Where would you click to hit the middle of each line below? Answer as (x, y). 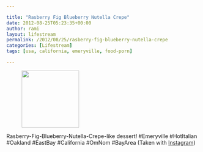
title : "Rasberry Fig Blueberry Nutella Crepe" (68, 17)
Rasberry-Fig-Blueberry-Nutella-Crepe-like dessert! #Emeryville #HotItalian (102, 136)
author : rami (23, 29)
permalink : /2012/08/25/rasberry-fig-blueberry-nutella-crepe (87, 40)
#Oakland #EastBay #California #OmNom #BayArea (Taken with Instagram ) (101, 142)
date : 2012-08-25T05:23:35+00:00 (49, 23)
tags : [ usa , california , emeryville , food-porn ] (69, 51)
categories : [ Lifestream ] (39, 46)
